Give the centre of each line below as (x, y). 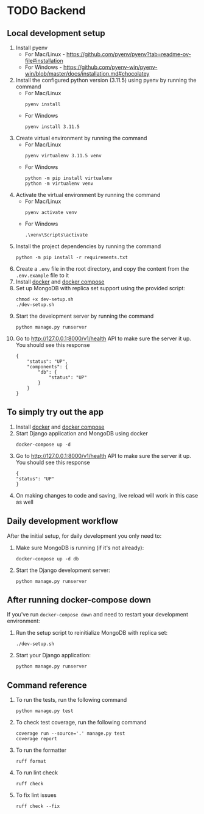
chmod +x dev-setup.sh (44, 299)
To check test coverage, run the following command (81, 723)
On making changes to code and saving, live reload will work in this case (107, 495)
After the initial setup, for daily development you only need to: (84, 536)
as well (25, 502)
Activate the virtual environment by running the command (88, 195)
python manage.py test (44, 711)
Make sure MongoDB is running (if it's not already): (80, 548)
